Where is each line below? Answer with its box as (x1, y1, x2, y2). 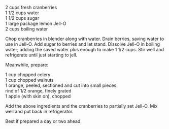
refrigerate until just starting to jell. (5, 52, 78, 58)
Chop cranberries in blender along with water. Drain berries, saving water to (5, 36, 164, 42)
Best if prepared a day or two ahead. (5, 118, 82, 124)
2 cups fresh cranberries (5, 5, 57, 10)
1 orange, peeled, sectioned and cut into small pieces (5, 82, 117, 88)
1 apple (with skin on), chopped (5, 93, 71, 99)
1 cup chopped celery (5, 72, 51, 78)
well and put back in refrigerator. (5, 109, 74, 114)
